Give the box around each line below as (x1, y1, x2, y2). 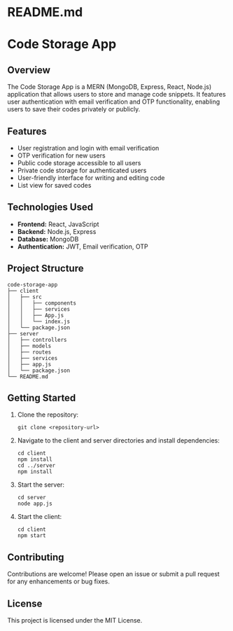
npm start (17, 532, 47, 539)
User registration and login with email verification (17, 144, 160, 152)
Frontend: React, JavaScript (17, 220, 99, 228)
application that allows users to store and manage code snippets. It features (7, 90, 226, 99)
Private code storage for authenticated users (17, 166, 147, 174)
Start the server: (17, 480, 65, 489)
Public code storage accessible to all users (17, 159, 141, 167)
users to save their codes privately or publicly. (7, 105, 141, 113)
